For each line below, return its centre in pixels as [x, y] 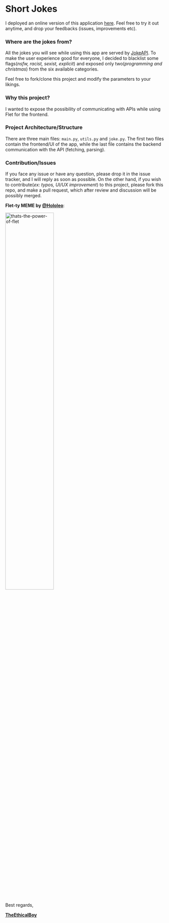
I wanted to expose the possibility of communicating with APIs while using [83, 109]
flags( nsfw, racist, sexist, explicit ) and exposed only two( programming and [84, 64]
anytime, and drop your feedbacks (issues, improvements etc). [71, 28]
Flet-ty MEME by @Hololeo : [35, 205]
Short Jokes [31, 9]
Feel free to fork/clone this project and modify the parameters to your [78, 79]
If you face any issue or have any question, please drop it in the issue [78, 174]
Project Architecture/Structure [44, 127]
